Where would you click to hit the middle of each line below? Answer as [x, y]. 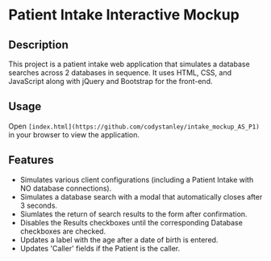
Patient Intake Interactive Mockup [124, 15]
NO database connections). [66, 188]
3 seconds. [39, 205]
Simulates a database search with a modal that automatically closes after [141, 196]
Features [31, 160]
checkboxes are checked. [63, 231]
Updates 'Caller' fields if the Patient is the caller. [100, 248]
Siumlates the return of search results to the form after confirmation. [133, 214]
